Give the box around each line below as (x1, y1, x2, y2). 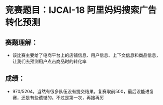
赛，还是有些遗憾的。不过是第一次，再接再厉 (12, 95, 104, 101)
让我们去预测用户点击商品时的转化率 (12, 58, 87, 64)
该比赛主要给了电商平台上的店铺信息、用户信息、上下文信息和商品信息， (12, 52, 161, 58)
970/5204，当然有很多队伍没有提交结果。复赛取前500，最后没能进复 (12, 88, 154, 94)
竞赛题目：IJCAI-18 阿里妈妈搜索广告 (5, 4, 157, 16)
